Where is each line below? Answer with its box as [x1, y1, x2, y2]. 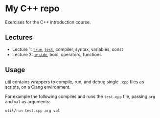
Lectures [5, 33, 33, 42]
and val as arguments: [5, 98, 50, 104]
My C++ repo [5, 3, 60, 14]
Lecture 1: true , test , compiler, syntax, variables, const [12, 46, 123, 52]
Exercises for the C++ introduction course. [5, 19, 91, 25]
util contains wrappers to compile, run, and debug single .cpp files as [5, 79, 144, 85]
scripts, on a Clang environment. [5, 84, 71, 90]
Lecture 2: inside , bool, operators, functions [12, 51, 102, 57]
